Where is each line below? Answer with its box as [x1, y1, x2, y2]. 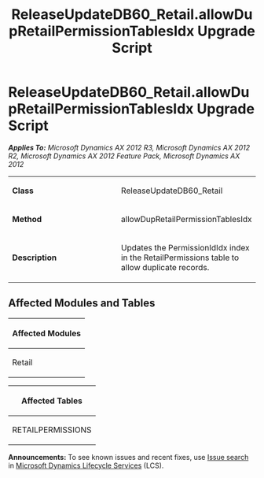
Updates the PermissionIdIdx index [120, 242, 250, 253]
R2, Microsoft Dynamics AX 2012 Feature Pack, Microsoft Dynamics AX [8, 151, 240, 161]
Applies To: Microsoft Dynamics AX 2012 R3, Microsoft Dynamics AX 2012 [8, 143, 251, 152]
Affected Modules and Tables [8, 297, 156, 310]
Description [12, 252, 57, 263]
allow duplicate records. [120, 261, 210, 272]
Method [12, 213, 42, 224]
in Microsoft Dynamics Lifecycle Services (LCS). [8, 461, 164, 470]
